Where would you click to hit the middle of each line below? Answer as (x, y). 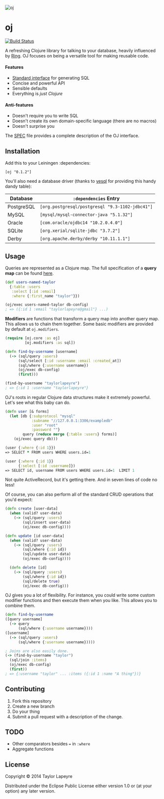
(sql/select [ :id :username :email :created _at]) (70, 361)
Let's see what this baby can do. (38, 402)
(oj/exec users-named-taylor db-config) (47, 305)
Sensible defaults (30, 88)
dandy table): (18, 186)
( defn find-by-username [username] (41, 351)
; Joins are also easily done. (37, 651)
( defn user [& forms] (27, 411)
